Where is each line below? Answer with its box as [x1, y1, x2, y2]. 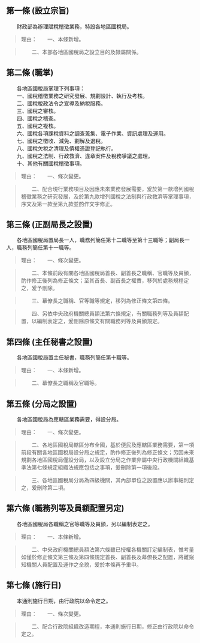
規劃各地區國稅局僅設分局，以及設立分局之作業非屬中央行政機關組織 [20, 456, 189, 463]
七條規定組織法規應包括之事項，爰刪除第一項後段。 [37, 464, 163, 471]
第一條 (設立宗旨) [6, 5, 69, 16]
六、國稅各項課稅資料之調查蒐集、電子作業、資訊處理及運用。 [16, 130, 169, 137]
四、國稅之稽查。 [16, 115, 59, 122]
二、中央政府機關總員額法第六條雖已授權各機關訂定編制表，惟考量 [31, 546, 195, 553]
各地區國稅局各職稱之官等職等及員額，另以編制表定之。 [16, 520, 153, 527]
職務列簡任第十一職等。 [16, 244, 75, 251]
